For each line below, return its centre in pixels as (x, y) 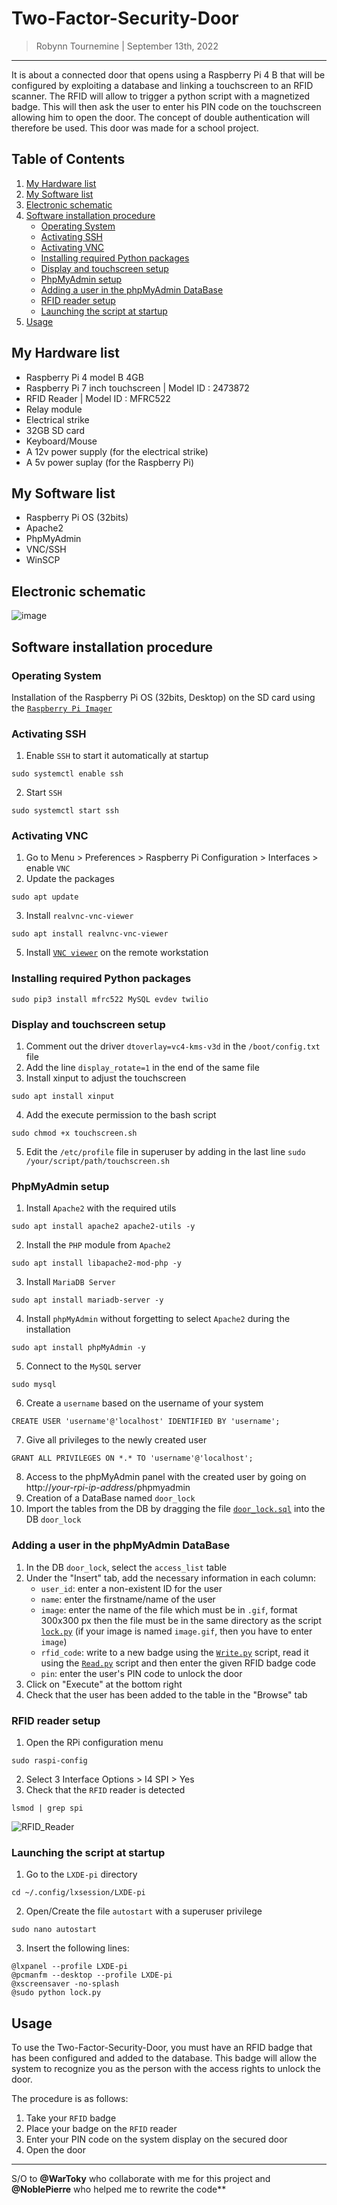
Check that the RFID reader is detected (105, 1789)
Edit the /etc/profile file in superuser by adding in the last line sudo (165, 1152)
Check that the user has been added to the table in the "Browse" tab (166, 1694)
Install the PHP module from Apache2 (98, 1245)
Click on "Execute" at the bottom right (104, 1684)
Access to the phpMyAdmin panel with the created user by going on (166, 1477)
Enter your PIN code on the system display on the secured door (156, 2139)
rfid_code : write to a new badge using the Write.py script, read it (174, 1652)
